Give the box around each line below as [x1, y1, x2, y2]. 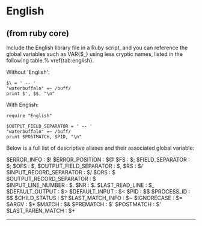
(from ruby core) [6, 28, 69, 38]
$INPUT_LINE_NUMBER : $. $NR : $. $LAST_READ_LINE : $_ [6, 182, 155, 189]
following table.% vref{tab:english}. [6, 57, 94, 64]
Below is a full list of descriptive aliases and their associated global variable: [6, 144, 195, 151]
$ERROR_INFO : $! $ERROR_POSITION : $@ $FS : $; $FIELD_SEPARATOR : [6, 156, 191, 163]
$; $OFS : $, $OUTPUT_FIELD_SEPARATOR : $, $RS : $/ [6, 162, 143, 169]
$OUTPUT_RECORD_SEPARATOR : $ [6, 176, 96, 182]
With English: [6, 101, 39, 108]
